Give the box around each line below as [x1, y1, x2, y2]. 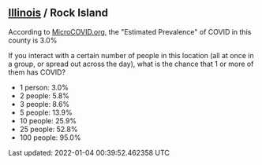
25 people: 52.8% [19, 124, 78, 134]
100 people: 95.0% [19, 133, 81, 142]
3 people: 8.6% [19, 99, 70, 108]
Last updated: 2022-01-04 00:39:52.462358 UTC [8, 148, 170, 157]
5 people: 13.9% [19, 108, 73, 117]
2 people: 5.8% [19, 90, 69, 101]
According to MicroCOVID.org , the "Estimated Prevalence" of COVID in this [8, 27, 252, 36]
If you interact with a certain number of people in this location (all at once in [8, 50, 254, 60]
